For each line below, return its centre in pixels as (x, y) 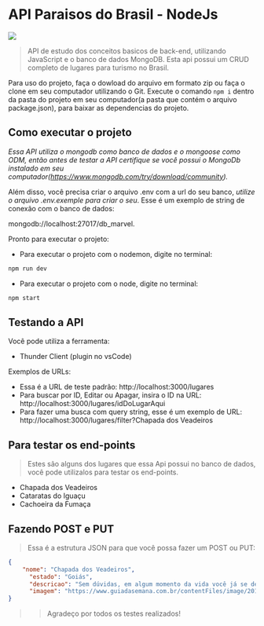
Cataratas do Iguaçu (53, 496)
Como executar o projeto (70, 132)
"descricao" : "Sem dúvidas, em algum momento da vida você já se (138, 584)
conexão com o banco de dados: (61, 208)
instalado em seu (36, 168)
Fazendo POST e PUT (61, 529)
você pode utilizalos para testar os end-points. (103, 472)
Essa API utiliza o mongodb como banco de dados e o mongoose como (125, 152)
